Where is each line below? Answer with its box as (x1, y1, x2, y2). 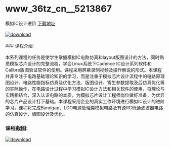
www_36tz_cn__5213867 (5, 3, 112, 15)
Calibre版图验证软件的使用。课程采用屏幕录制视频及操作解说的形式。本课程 (5, 66, 162, 73)
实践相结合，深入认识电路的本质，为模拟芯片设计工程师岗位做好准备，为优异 (5, 92, 165, 98)
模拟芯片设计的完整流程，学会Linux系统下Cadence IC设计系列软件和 (9, 60, 152, 66)
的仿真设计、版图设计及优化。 (5, 111, 67, 117)
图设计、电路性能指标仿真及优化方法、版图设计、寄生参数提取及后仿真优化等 (5, 79, 165, 86)
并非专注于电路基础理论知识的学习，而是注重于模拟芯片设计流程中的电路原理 (5, 73, 165, 79)
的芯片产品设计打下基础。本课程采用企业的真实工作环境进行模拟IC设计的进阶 (5, 98, 165, 104)
